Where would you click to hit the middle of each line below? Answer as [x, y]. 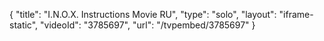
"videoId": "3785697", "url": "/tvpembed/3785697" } [148, 25]
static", [24, 25]
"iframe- [296, 14]
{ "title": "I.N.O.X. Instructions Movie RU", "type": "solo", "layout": [143, 14]
